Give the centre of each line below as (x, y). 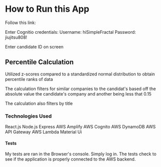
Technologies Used (29, 116)
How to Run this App (47, 9)
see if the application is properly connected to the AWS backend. (70, 159)
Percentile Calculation (40, 62)
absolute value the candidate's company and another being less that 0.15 (78, 94)
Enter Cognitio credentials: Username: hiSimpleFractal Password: (70, 32)
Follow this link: (20, 23)
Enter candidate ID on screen (34, 47)
